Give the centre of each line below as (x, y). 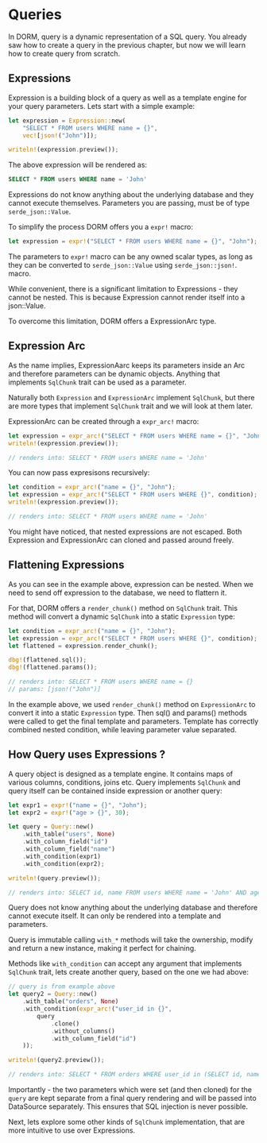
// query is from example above (62, 987)
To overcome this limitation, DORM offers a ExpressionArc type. (112, 321)
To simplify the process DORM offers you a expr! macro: (101, 227)
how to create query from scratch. (64, 53)
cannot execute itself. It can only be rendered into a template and (115, 916)
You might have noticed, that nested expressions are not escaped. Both (125, 531)
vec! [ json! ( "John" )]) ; (60, 135)
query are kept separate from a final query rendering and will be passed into (132, 1099)
